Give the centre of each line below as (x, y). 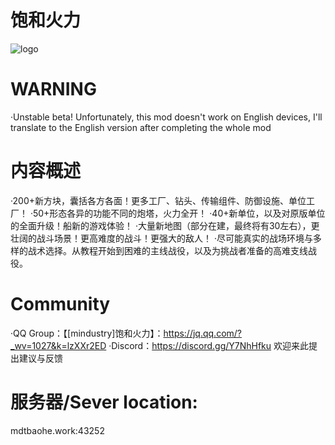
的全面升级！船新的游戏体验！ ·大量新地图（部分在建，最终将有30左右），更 (165, 225)
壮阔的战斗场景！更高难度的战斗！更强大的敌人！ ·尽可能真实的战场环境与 (161, 238)
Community (60, 304)
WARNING (53, 89)
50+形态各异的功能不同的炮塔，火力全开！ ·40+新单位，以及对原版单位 (179, 213)
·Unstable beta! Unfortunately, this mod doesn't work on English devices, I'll (166, 117)
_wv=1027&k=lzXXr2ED (58, 345)
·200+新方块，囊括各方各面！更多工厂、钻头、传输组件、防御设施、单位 (158, 200)
